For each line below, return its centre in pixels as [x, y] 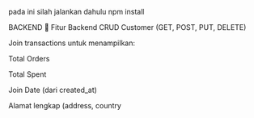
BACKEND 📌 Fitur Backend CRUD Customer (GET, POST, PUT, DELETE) [127, 27]
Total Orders [29, 59]
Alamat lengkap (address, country [65, 105]
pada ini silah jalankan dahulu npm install [76, 12]
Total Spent [28, 74]
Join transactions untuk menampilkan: [72, 43]
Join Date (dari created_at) [53, 90]
